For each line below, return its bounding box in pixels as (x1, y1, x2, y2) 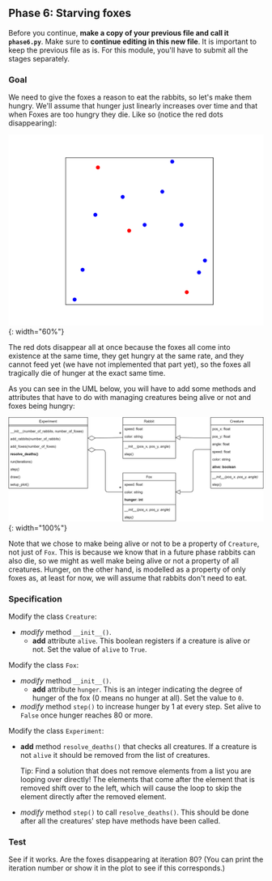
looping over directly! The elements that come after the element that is (19, 775, 255, 785)
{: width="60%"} (8, 327, 65, 337)
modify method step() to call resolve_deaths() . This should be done (19, 807, 249, 817)
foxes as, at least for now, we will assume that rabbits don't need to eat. (8, 572, 248, 582)
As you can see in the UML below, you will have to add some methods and (8, 384, 257, 394)
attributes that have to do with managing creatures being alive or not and (8, 393, 252, 402)
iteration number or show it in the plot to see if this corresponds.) (8, 863, 225, 873)
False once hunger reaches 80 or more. (19, 710, 153, 720)
